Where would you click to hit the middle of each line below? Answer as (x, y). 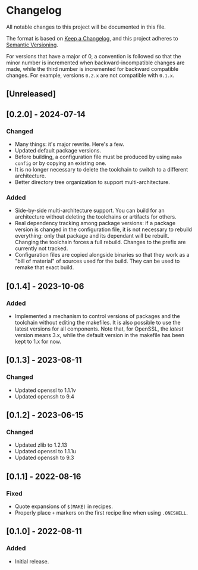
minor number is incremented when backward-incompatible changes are (95, 63)
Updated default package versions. (58, 151)
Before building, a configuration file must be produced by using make (98, 157)
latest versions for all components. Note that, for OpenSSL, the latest (99, 329)
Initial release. (32, 561)
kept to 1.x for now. (38, 341)
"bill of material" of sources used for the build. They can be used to (97, 261)
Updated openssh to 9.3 (44, 458)
